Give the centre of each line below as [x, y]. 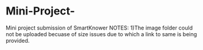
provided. [18, 40]
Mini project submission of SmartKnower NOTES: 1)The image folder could [99, 28]
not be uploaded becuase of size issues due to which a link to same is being [101, 34]
